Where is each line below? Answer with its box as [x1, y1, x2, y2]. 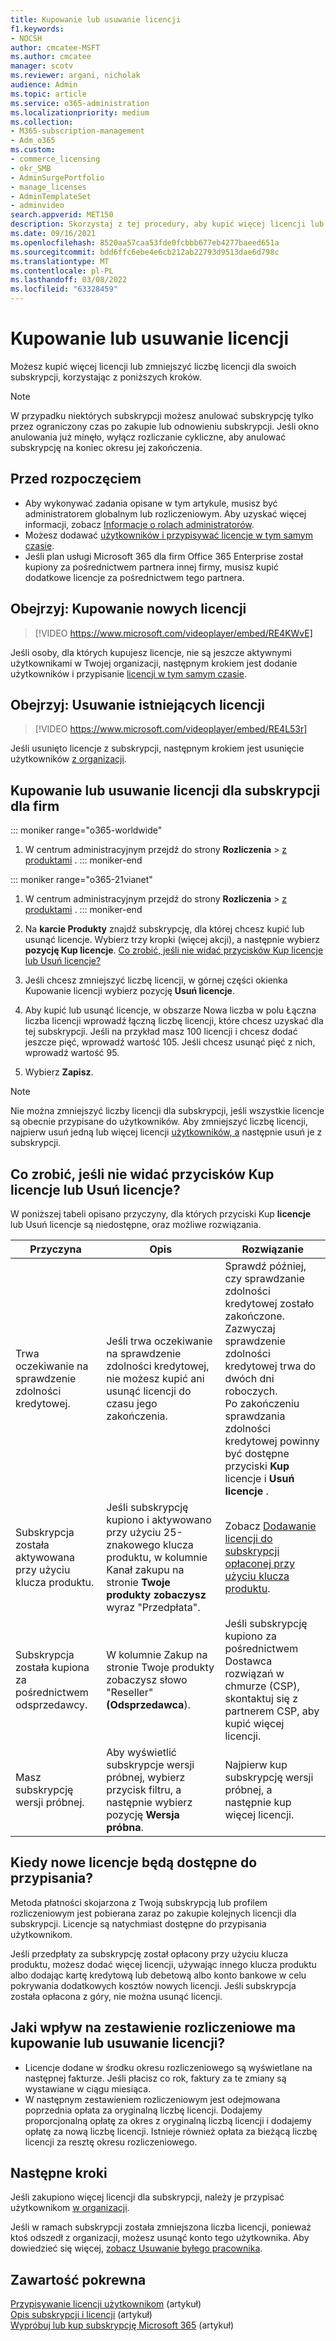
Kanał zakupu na [106, 1563, 185, 1576]
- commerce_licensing [10, 154, 101, 164]
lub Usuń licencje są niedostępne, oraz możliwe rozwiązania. [10, 1219, 262, 1230]
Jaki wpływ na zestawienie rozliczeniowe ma [10, 2019, 296, 2036]
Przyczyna [29, 1242, 82, 1256]
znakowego [106, 1538, 161, 1551]
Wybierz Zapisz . [24, 1066, 94, 1078]
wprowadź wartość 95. [24, 1047, 120, 1059]
